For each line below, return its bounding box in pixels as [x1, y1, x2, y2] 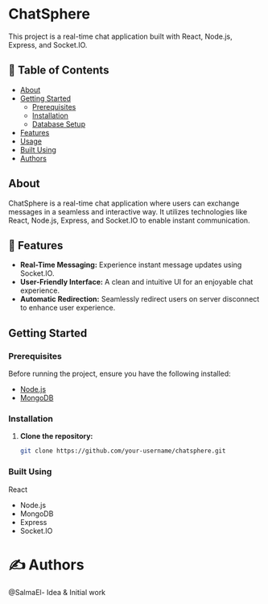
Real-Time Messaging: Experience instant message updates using [19, 260, 242, 270]
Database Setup [31, 119, 86, 129]
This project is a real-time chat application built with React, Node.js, [8, 31, 233, 41]
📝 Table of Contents [8, 64, 109, 77]
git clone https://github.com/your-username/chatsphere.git [19, 447, 226, 456]
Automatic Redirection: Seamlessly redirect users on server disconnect [19, 294, 260, 304]
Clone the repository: [19, 431, 93, 441]
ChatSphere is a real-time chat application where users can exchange [8, 198, 240, 208]
